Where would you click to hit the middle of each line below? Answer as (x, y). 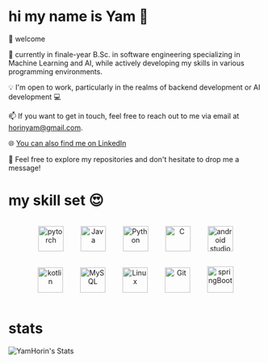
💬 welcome (27, 39)
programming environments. (56, 71)
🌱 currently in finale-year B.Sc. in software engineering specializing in (124, 54)
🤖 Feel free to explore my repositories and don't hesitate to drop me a (124, 159)
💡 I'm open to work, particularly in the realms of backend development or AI (134, 87)
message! (25, 168)
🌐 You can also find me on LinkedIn (67, 143)
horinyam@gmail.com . (46, 127)
